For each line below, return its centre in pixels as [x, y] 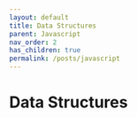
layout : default [39, 17]
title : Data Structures [53, 26]
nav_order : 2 [33, 42]
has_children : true [45, 51]
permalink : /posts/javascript [65, 58]
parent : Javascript [45, 34]
